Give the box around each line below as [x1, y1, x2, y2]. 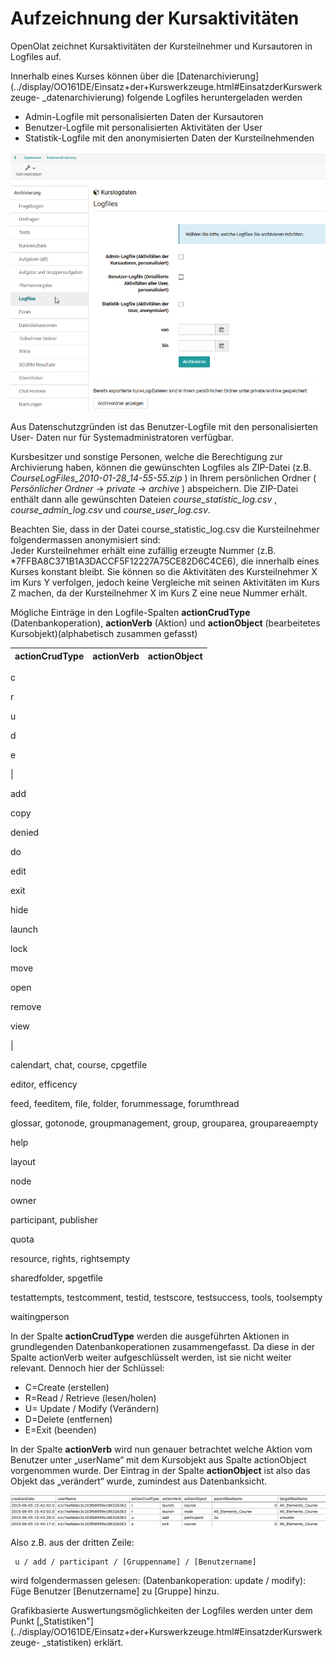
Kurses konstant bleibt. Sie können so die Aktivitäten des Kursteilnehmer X [10, 566, 318, 578]
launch [10, 923, 39, 936]
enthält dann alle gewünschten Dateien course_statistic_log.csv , [10, 493, 278, 506]
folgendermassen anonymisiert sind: [10, 534, 161, 546]
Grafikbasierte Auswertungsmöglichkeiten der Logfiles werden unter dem [10, 1604, 313, 1616]
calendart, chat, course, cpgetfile [10, 1059, 148, 1071]
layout [10, 1156, 36, 1168]
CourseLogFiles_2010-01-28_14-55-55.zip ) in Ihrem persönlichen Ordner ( [10, 472, 317, 484]
